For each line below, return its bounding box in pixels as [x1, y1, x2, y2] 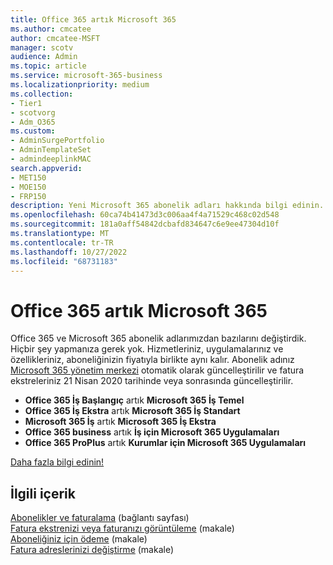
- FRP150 [10, 191, 47, 201]
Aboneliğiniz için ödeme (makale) [10, 533, 148, 545]
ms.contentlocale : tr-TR [10, 237, 114, 248]
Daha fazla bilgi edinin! [10, 456, 105, 468]
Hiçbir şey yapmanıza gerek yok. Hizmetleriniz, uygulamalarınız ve [10, 343, 284, 355]
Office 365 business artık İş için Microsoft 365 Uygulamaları [24, 426, 280, 438]
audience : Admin [10, 52, 78, 62]
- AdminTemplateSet [10, 145, 92, 155]
